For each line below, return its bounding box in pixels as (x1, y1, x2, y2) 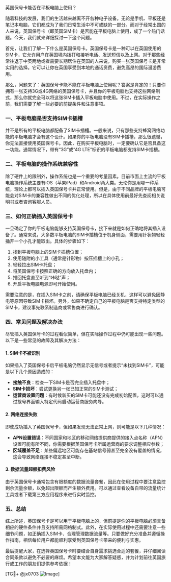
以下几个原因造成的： (9, 369, 54, 375)
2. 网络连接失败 (5, 411, 38, 417)
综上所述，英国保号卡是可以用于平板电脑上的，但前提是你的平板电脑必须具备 (5, 518, 166, 524)
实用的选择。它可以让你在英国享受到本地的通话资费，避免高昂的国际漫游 (5, 64, 157, 70)
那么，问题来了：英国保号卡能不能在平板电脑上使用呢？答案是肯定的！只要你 (5, 82, 166, 88)
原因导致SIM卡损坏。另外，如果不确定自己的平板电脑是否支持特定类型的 (14, 298, 165, 304)
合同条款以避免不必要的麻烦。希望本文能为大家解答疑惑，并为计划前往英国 (5, 554, 161, 561)
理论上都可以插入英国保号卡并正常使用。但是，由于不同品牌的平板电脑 (14, 186, 161, 192)
